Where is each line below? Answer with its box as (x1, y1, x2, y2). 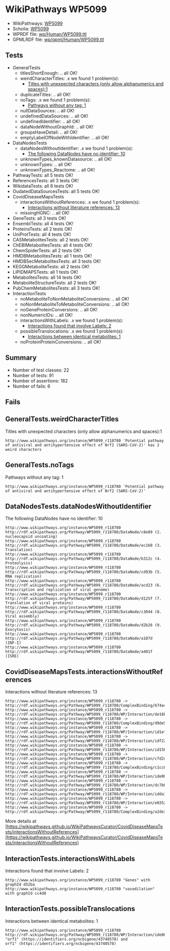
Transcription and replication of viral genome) (5, 587, 110, 593)
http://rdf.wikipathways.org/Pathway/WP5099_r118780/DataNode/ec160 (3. (5, 543, 162, 548)
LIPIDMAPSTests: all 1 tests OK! (12, 269, 78, 275)
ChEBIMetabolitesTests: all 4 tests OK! (12, 242, 93, 248)
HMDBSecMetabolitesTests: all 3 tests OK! (12, 258, 101, 264)
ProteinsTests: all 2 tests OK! (12, 226, 72, 232)
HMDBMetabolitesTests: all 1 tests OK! (12, 253, 92, 259)
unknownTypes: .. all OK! (20, 161, 72, 168)
